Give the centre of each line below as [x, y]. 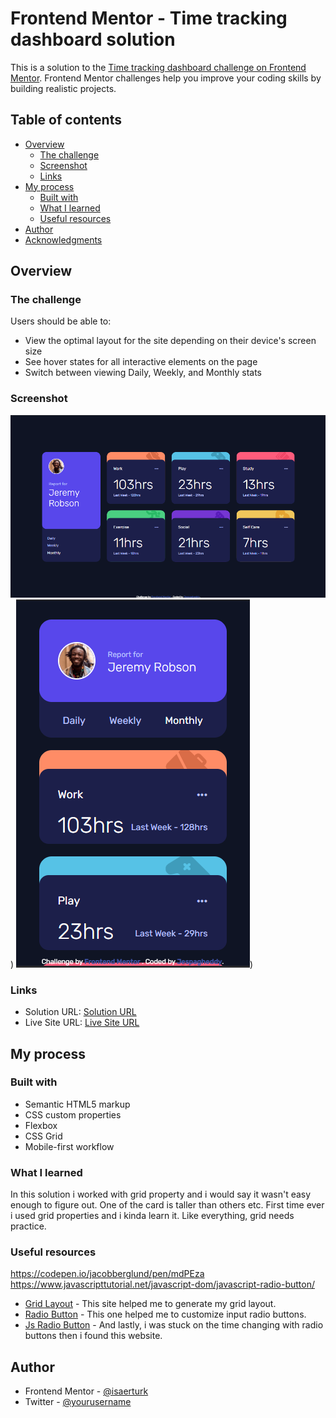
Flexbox [41, 1125]
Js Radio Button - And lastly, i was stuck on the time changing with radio [174, 1325]
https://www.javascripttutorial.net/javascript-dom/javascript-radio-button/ [162, 1284]
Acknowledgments [63, 239]
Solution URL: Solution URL [80, 1012]
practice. [28, 1226]
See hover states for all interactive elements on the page [141, 362]
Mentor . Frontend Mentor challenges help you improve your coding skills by [166, 78]
